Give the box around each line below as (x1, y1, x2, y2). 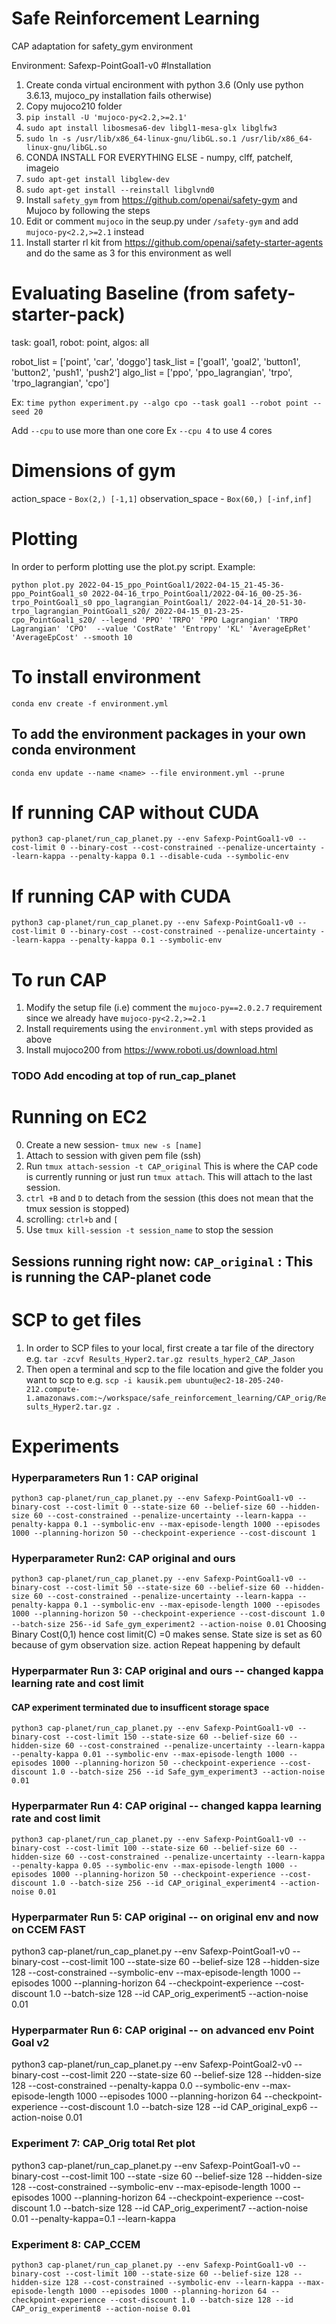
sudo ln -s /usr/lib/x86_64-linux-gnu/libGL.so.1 (25, 133, 238, 144)
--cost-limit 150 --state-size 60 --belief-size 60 (64, 1732, 285, 1742)
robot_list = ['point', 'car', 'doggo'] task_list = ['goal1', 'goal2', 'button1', (11, 355, 301, 367)
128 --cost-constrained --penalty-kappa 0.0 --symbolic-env (11, 2080, 260, 2092)
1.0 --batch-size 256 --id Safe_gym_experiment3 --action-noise (51, 1767, 326, 1777)
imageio (25, 162, 59, 174)
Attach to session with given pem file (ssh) (25, 1150, 202, 1162)
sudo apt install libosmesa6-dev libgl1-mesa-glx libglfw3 (25, 123, 278, 133)
